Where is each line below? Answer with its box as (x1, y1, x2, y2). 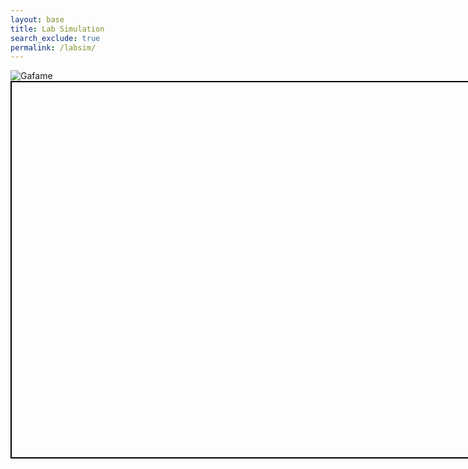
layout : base (10, 14, 65, 25)
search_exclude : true (10, 33, 101, 43)
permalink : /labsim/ (10, 42, 97, 53)
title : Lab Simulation (10, 24, 105, 34)
